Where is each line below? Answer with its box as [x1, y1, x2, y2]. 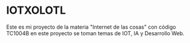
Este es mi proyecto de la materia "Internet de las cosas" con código [6, 23, 176, 30]
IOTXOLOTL [6, 4, 66, 17]
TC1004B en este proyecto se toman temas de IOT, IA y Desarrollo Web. [6, 29, 185, 36]
